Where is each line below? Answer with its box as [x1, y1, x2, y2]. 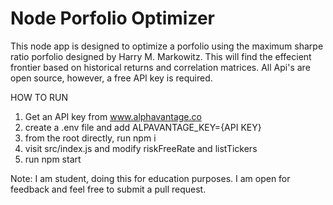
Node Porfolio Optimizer [10, 7, 215, 30]
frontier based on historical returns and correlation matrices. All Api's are [10, 61, 311, 73]
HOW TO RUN [10, 91, 69, 103]
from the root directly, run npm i [24, 132, 157, 144]
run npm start [24, 153, 82, 165]
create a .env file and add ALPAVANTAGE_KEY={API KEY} [24, 121, 262, 133]
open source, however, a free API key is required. [10, 72, 213, 84]
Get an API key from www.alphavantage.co [24, 110, 202, 122]
